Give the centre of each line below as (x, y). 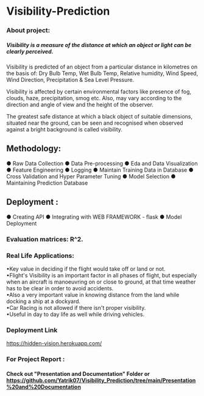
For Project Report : (36, 359)
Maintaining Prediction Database (47, 183)
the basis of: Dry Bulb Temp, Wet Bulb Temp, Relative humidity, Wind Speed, (102, 73)
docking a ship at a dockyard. (44, 301)
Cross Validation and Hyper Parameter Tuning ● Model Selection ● (91, 176)
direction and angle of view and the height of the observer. (80, 105)
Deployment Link (32, 330)
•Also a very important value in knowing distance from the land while (93, 295)
